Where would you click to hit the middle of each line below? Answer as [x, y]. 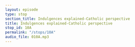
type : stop [16, 14]
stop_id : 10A [18, 28]
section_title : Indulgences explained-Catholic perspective [68, 19]
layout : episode [22, 10]
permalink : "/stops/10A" [30, 32]
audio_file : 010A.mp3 [27, 37]
